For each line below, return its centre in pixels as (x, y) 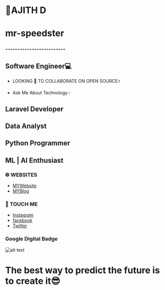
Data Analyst (26, 126)
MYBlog (21, 191)
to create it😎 (33, 281)
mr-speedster (35, 34)
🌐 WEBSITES (21, 175)
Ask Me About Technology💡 (42, 93)
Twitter (20, 226)
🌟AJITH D (26, 10)
